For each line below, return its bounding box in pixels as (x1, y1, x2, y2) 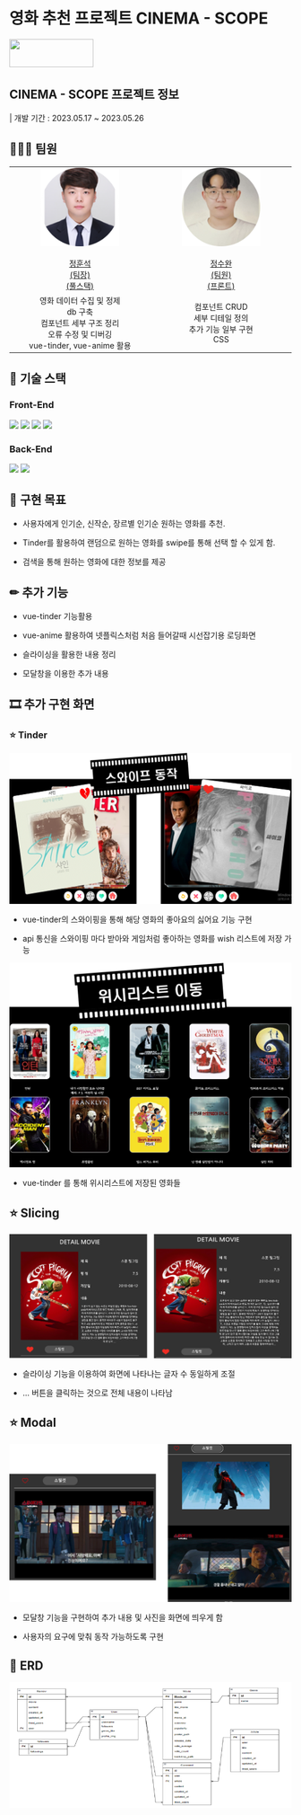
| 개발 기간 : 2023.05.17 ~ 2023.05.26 (9, 112, 145, 123)
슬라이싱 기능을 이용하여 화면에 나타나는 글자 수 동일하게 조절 (21, 1368, 236, 1379)
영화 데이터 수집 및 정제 (39, 295, 121, 305)
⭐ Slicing (9, 1205, 60, 1220)
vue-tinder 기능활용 (21, 610, 93, 621)
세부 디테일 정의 (193, 313, 249, 323)
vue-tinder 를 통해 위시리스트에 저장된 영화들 (21, 1178, 181, 1189)
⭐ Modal (9, 1415, 56, 1430)
